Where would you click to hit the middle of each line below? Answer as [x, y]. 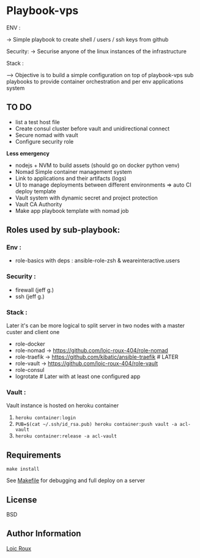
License [22, 500]
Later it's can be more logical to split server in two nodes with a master [96, 325]
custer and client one [33, 332]
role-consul [30, 370]
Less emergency [28, 153]
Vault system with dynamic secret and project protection [86, 198]
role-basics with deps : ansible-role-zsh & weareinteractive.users [98, 261]
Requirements [34, 455]
